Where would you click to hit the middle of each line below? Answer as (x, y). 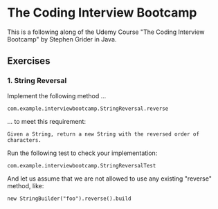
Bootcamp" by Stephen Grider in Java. (62, 39)
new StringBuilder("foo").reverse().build (69, 199)
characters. (24, 140)
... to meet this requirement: (47, 121)
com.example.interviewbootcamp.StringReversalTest (82, 165)
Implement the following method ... (57, 96)
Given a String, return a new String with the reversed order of (103, 134)
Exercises (29, 61)
